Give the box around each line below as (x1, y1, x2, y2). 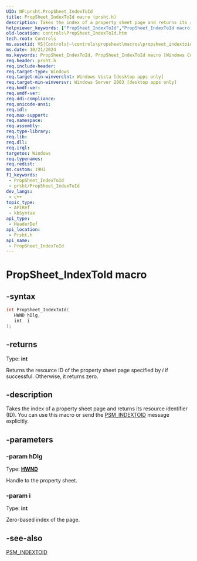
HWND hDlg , (13, 312, 41, 318)
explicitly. (6, 417, 29, 425)
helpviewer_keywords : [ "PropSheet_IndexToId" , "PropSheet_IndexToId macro (6, 25, 191, 31)
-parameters (6, 434, 53, 444)
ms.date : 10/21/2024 (6, 47, 57, 53)
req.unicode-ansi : (6, 101, 51, 107)
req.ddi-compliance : (6, 96, 57, 101)
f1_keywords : (6, 172, 38, 178)
